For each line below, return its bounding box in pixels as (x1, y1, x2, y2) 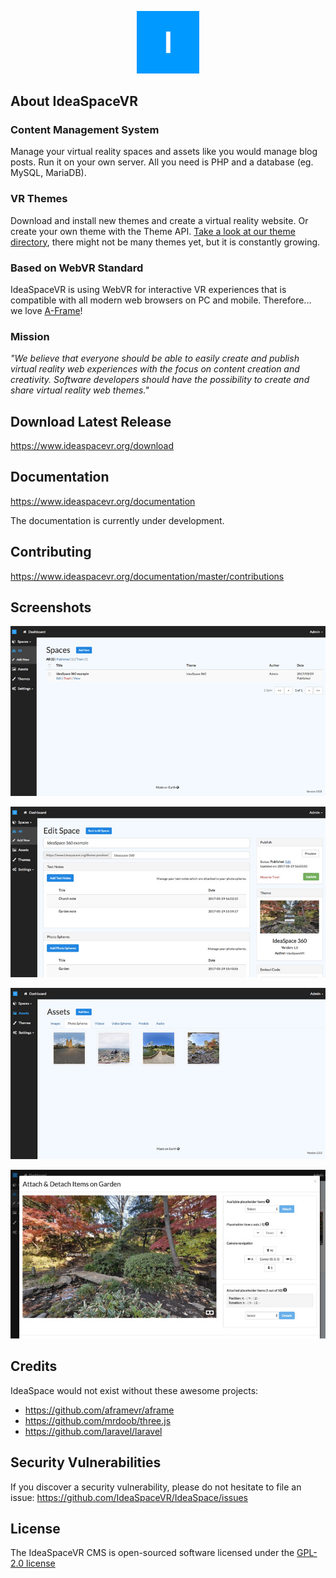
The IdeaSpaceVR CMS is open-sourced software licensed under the (10, 1547, 295, 1559)
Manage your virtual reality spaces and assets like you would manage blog (10, 146, 318, 158)
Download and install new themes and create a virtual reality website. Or (10, 214, 309, 226)
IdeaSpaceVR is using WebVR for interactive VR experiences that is (10, 283, 287, 295)
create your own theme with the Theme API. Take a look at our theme (10, 225, 296, 237)
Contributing (10, 544, 92, 561)
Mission (10, 329, 50, 343)
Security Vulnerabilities (10, 1454, 162, 1471)
